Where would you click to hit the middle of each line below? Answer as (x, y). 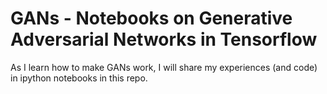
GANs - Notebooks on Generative (151, 18)
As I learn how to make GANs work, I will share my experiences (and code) (164, 67)
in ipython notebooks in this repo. (79, 78)
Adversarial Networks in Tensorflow (164, 39)
